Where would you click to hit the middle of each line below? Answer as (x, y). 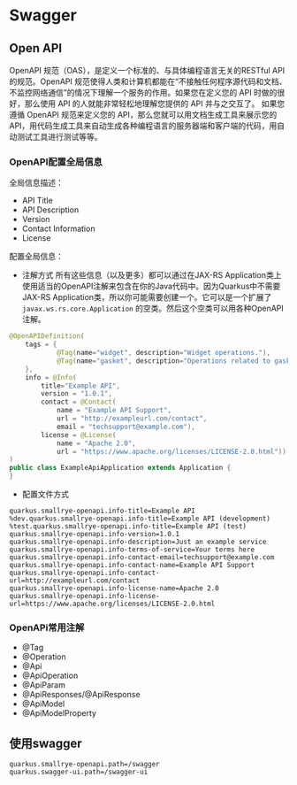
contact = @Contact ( (79, 402)
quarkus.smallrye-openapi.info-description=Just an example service (138, 542)
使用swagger (46, 743)
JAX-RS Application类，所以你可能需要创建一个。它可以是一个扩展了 (147, 297)
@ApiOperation (50, 676)
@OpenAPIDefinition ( (47, 336)
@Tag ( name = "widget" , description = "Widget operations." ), (164, 353)
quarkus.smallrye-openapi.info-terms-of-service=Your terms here (132, 550)
